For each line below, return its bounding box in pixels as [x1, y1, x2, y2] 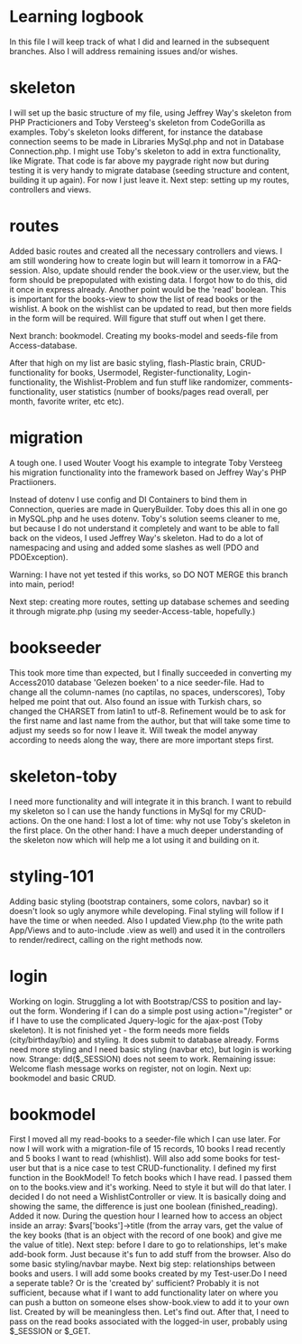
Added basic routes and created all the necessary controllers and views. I [9, 246, 283, 257]
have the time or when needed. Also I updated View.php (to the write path [9, 915, 284, 926]
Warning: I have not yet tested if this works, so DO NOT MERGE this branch [9, 569, 288, 580]
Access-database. [9, 340, 78, 350]
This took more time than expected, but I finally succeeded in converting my [9, 667, 292, 678]
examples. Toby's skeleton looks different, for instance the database [9, 126, 263, 137]
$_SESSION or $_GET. [9, 1326, 91, 1337]
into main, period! [9, 578, 75, 589]
